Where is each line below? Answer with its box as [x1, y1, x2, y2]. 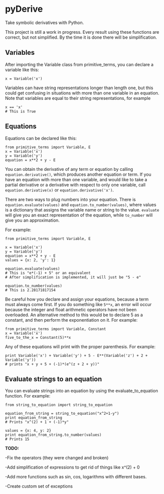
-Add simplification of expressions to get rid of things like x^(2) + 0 [5, 464, 140, 470]
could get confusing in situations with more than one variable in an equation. [5, 90, 160, 96]
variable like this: [5, 67, 39, 72]
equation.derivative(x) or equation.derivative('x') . [5, 187, 114, 193]
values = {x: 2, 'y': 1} [5, 258, 56, 262]
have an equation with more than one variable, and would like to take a [5, 176, 147, 182]
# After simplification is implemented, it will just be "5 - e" [5, 275, 141, 280]
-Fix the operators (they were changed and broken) [5, 455, 109, 461]
